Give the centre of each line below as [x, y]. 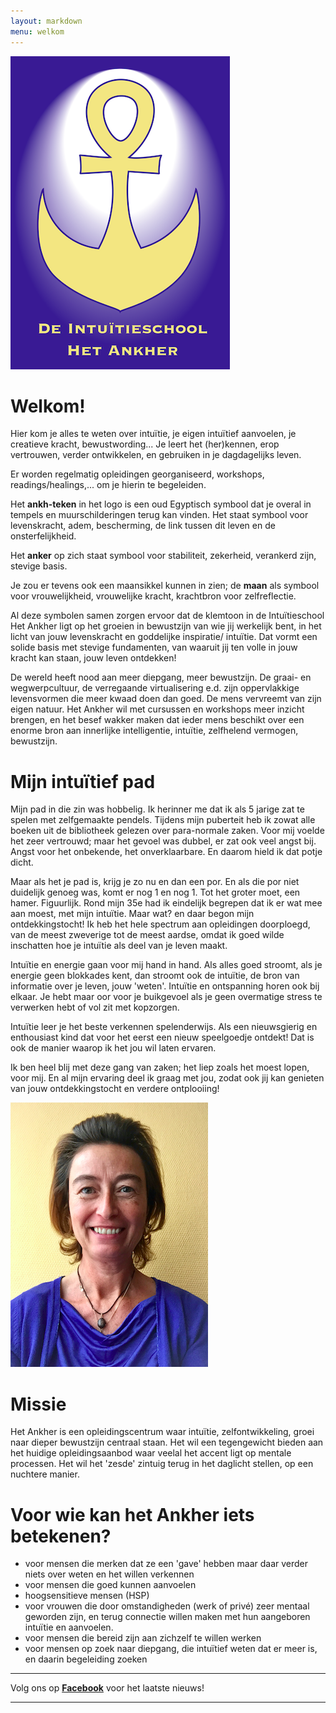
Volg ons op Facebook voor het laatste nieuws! [107, 1688]
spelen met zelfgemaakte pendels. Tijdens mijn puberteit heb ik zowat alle [163, 820]
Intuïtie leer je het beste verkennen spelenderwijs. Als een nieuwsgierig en [164, 1027]
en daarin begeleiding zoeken [86, 1659]
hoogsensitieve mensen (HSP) [87, 1596]
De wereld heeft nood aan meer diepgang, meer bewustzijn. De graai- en [161, 677]
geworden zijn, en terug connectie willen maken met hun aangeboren [167, 1617]
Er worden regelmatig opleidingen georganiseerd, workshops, [137, 474]
